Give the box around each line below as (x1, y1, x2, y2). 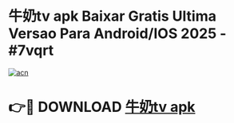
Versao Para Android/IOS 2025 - (8, 25, 227, 43)
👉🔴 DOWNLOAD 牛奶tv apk (8, 98, 196, 116)
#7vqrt (8, 41, 54, 60)
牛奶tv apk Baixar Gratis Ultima (8, 7, 217, 25)
